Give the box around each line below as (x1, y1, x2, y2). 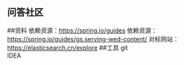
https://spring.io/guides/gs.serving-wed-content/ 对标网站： (7, 35, 179, 43)
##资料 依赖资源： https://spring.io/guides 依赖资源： (7, 26, 157, 35)
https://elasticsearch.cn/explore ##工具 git (7, 44, 128, 52)
